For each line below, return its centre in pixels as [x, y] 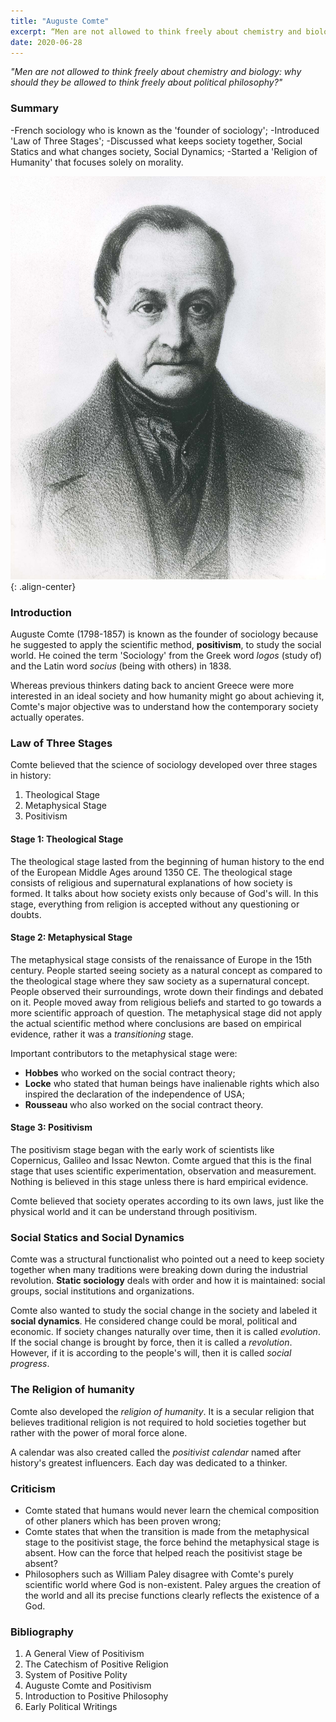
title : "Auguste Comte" [60, 21]
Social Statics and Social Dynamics [97, 1237]
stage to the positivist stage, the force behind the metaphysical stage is [172, 1542]
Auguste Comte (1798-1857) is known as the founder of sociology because [164, 634]
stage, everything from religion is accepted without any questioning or [155, 904]
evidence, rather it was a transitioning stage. [102, 1034]
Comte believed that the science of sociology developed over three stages [164, 765]
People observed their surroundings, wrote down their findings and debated [167, 991]
